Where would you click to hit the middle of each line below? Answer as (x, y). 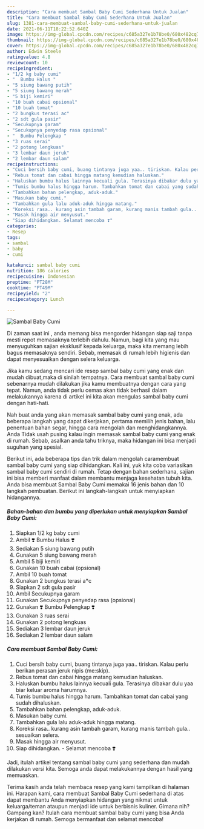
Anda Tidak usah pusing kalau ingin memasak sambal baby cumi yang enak (101, 434)
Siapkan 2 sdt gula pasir (46, 587)
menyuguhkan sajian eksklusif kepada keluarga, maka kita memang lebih (98, 346)
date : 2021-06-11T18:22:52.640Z (48, 29)
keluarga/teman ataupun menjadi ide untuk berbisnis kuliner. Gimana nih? (98, 807)
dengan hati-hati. (28, 403)
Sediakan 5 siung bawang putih (55, 549)
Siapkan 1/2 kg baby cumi (48, 533)
